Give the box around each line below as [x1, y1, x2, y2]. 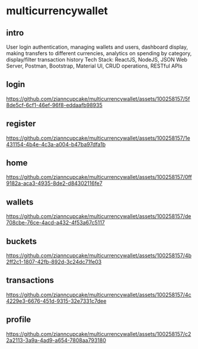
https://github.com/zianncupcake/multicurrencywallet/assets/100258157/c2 [6, 330, 191, 337]
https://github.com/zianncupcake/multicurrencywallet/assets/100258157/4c [6, 291, 191, 298]
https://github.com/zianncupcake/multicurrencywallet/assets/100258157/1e [6, 135, 191, 142]
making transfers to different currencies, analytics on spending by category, [6, 50, 192, 57]
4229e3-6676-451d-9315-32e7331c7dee [6, 297, 107, 305]
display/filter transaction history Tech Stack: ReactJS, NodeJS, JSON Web [6, 56, 188, 63]
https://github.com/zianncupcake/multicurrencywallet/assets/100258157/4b [6, 252, 191, 259]
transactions [6, 276, 55, 286]
